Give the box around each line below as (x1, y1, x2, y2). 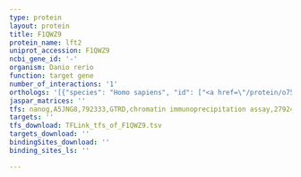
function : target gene (9, 72, 94, 80)
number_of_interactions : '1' (9, 80, 118, 88)
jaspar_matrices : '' (9, 96, 87, 105)
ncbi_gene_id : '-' (9, 55, 78, 63)
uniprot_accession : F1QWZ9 (9, 46, 110, 55)
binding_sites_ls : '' (9, 146, 90, 155)
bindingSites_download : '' (9, 138, 110, 147)
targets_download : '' (9, 130, 90, 139)
